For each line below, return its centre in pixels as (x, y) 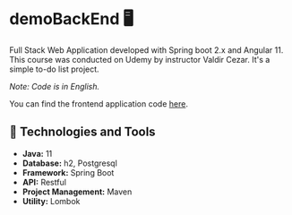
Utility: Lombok (51, 201)
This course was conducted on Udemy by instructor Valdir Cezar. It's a (140, 59)
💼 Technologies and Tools (82, 132)
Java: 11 (37, 153)
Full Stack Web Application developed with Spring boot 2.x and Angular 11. (146, 50)
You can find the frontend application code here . (99, 103)
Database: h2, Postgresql (70, 163)
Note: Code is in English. (55, 86)
